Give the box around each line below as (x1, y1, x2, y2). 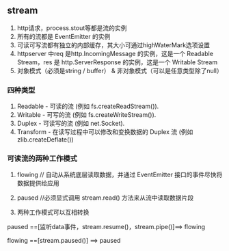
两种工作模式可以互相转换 (16, 208, 90, 217)
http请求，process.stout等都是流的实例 (16, 23, 127, 32)
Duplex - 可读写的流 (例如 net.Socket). (16, 119, 125, 128)
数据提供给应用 (16, 179, 59, 187)
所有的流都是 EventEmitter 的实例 (16, 32, 111, 40)
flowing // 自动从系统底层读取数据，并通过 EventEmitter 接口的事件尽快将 (16, 170, 223, 179)
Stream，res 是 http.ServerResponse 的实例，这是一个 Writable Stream (16, 57, 217, 66)
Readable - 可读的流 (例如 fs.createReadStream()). (16, 102, 159, 111)
